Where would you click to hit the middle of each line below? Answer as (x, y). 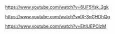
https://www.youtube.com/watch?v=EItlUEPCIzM (56, 26)
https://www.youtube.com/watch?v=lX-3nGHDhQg (57, 17)
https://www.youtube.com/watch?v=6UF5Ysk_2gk (57, 7)
